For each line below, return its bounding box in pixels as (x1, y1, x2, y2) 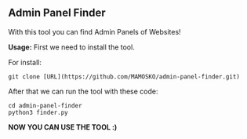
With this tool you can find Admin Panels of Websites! (8, 27, 182, 36)
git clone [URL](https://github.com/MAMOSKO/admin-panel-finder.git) (8, 72, 241, 81)
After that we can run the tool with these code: (8, 86, 158, 96)
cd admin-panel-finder (8, 101, 82, 109)
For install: (8, 57, 42, 67)
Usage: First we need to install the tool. (8, 42, 135, 52)
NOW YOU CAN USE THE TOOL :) (8, 122, 118, 132)
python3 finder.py (8, 108, 68, 116)
